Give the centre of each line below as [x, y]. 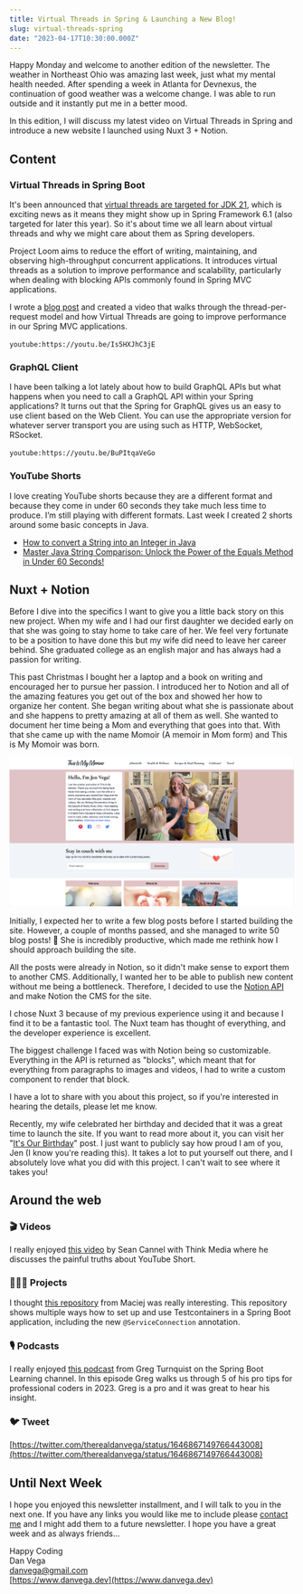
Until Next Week [56, 1483]
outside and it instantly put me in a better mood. [99, 103]
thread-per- [265, 307]
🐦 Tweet [29, 1421]
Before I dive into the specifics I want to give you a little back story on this [147, 612]
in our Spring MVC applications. [69, 327]
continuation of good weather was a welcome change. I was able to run [142, 94]
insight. [23, 1398]
